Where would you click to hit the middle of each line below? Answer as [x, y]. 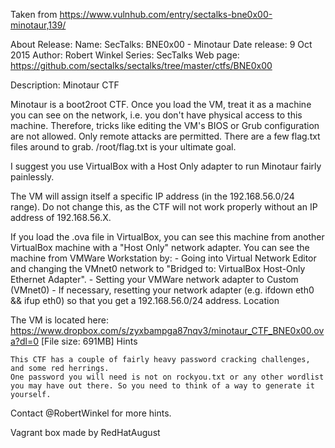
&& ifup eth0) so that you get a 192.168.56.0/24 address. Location [145, 300]
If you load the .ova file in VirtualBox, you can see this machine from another [167, 237]
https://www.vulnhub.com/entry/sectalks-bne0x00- [166, 14]
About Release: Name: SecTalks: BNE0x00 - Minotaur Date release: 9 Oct [161, 44]
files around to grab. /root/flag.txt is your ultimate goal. [123, 147]
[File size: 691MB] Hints [89, 341]
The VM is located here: [59, 320]
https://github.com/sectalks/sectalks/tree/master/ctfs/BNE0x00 [141, 65]
